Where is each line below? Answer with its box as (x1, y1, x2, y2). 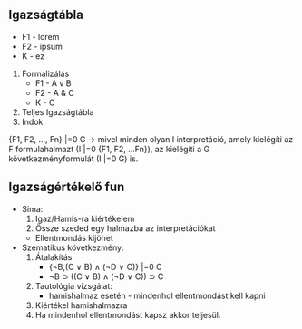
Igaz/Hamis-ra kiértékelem (34, 213, 135, 224)
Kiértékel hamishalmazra (34, 299, 128, 311)
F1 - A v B (34, 77, 72, 89)
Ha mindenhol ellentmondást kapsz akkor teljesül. (34, 309, 221, 320)
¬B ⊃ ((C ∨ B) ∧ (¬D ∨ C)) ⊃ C (48, 271, 164, 282)
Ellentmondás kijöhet (34, 232, 114, 243)
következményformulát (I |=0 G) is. (8, 153, 139, 164)
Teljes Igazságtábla (21, 106, 94, 117)
